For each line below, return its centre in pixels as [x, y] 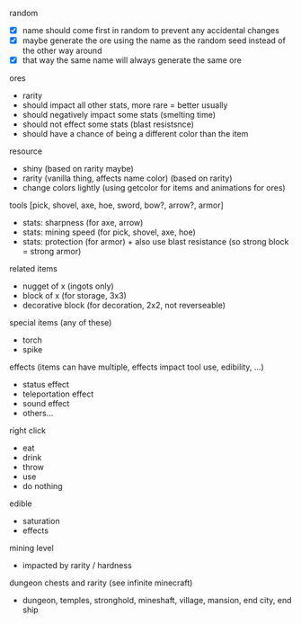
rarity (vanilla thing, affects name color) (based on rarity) [127, 178]
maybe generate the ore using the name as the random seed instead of [154, 40]
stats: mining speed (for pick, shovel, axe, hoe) [109, 232]
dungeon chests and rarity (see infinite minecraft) [101, 583]
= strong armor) [52, 252]
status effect [46, 385]
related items [34, 269]
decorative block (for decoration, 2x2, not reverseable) [124, 306]
